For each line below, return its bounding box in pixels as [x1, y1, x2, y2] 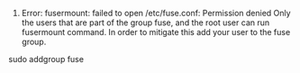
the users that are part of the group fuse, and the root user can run [21, 17, 270, 28]
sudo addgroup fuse [8, 54, 85, 64]
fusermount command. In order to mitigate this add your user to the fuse [21, 27, 291, 37]
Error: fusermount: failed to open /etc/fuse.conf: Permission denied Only [21, 8, 291, 18]
